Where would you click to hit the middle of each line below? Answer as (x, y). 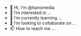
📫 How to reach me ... (32, 28)
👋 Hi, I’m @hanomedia (32, 8)
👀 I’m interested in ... (30, 13)
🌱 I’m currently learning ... (36, 18)
